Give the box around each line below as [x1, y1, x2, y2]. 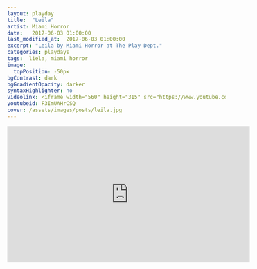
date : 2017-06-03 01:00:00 [7, 29, 91, 37]
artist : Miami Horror [7, 23, 70, 30]
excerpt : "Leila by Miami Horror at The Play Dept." [7, 42, 163, 49]
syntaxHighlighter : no [7, 87, 73, 94]
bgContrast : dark [7, 74, 57, 82]
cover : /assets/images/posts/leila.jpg [7, 106, 123, 113]
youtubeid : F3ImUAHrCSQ [7, 100, 76, 107]
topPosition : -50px [13, 68, 70, 75]
